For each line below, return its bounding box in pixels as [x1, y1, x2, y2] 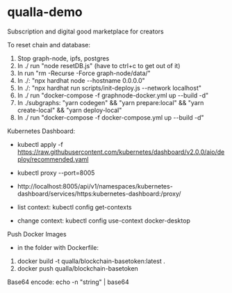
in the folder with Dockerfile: [17, 243, 99, 251]
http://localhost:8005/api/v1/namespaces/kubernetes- [17, 182, 174, 190]
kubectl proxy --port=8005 [17, 168, 95, 177]
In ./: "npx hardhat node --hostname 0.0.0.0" [17, 76, 146, 84]
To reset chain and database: [7, 40, 91, 49]
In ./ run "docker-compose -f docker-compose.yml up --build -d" [17, 113, 204, 122]
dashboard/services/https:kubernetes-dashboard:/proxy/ [17, 189, 182, 198]
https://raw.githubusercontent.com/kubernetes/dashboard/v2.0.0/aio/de [17, 148, 225, 156]
